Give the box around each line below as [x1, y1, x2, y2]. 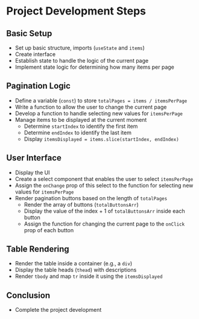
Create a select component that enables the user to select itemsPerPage [14, 175, 194, 182]
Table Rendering [6, 244, 69, 254]
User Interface [6, 153, 62, 163]
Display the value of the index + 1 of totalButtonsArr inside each [24, 207, 185, 215]
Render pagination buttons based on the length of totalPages [14, 194, 168, 201]
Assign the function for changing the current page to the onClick [24, 220, 185, 227]
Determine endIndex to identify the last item [24, 128, 131, 136]
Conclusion [6, 290, 51, 300]
